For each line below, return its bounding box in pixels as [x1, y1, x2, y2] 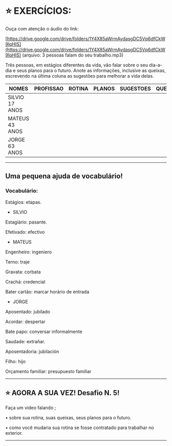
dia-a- [149, 62, 162, 68]
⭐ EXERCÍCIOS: [5, 5, 72, 17]
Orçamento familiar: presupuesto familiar [5, 368, 92, 374]
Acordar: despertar [5, 318, 46, 325]
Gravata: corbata [5, 269, 41, 275]
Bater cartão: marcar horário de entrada [5, 288, 90, 294]
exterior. [5, 430, 23, 436]
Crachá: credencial [5, 278, 46, 285]
